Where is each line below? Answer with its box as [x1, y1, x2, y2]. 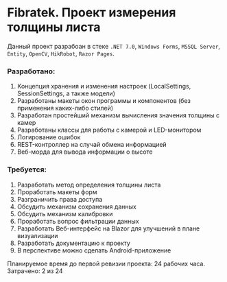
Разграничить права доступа [16, 195, 103, 203]
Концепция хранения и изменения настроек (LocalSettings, [16, 82, 191, 91]
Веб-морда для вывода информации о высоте [16, 148, 153, 156]
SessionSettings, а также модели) [16, 89, 115, 97]
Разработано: [7, 67, 56, 76]
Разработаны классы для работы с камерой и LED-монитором [16, 126, 202, 134]
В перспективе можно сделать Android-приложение [16, 246, 171, 255]
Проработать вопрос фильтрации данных [16, 217, 139, 225]
